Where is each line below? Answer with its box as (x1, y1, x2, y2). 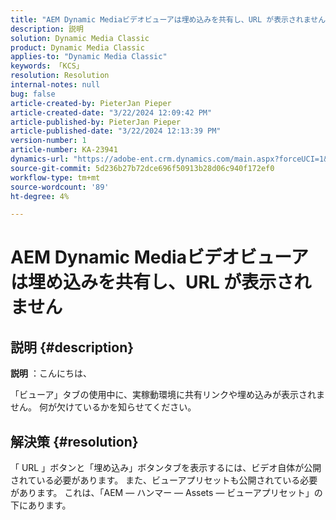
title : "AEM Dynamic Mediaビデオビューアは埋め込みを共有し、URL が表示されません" (10, 14, 331, 25)
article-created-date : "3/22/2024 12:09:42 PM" (10, 107, 213, 118)
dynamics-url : (10, 154, 70, 164)
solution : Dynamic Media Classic (10, 33, 150, 43)
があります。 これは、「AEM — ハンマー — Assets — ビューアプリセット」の (10, 487, 323, 499)
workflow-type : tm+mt (10, 172, 101, 183)
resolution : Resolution (10, 71, 110, 81)
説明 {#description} (10, 339, 135, 356)
